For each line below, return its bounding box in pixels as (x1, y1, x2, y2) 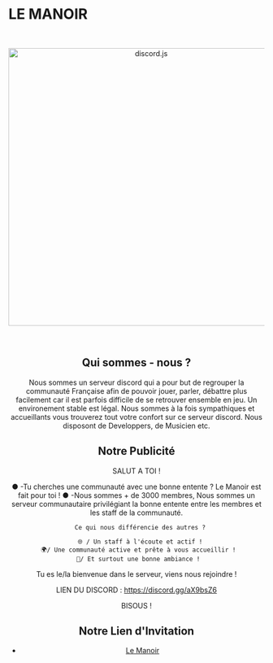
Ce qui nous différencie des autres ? (74, 523, 206, 531)
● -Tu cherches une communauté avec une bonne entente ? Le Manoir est (11, 482, 262, 491)
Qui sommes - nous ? (81, 355, 192, 370)
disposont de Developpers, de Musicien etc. (63, 421, 210, 430)
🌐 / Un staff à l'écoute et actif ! (77, 538, 203, 546)
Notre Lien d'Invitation (78, 624, 195, 638)
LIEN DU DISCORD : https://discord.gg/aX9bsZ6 (55, 585, 218, 595)
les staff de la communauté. (89, 508, 184, 517)
